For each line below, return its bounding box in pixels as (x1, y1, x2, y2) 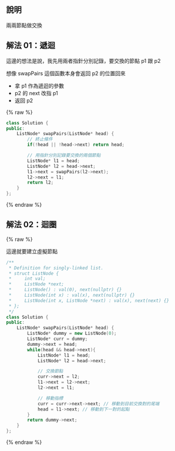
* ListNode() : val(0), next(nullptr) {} (8, 287, 122, 293)
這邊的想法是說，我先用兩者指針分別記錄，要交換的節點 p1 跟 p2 (6, 57, 161, 64)
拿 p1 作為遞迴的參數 (14, 82, 65, 89)
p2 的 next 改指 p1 (14, 89, 59, 96)
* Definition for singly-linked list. (8, 265, 104, 271)
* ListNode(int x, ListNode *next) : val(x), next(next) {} (8, 298, 169, 304)
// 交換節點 (37, 368, 63, 374)
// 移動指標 (37, 395, 63, 401)
